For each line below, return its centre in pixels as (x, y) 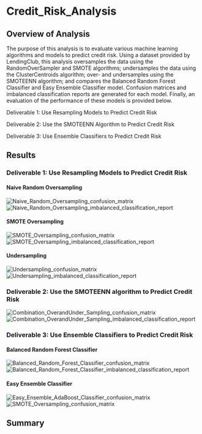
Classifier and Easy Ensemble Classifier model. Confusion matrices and (96, 88)
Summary (25, 423)
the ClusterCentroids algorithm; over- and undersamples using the (90, 74)
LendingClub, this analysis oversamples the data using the (80, 62)
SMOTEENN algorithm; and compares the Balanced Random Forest (91, 81)
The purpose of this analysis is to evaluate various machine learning (92, 48)
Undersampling (27, 256)
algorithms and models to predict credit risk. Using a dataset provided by (98, 55)
